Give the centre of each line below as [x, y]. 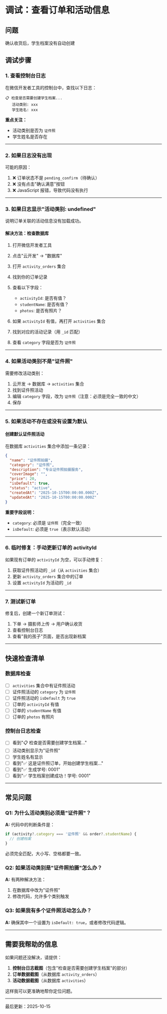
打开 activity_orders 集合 [39, 266]
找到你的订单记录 [30, 277]
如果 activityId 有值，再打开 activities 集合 [59, 321]
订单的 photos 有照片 [33, 717]
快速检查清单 [25, 658]
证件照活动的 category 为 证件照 [44, 692]
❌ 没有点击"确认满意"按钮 [39, 184]
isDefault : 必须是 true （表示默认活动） [53, 529]
